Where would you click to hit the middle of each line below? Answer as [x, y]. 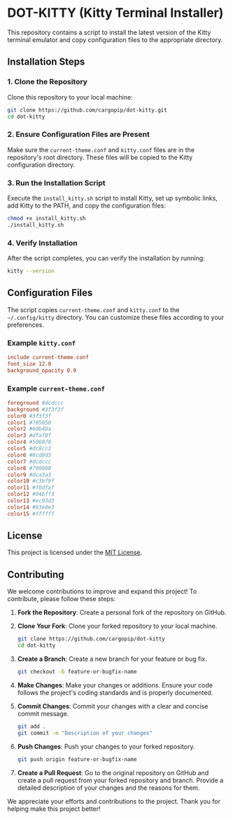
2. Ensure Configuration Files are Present [79, 135]
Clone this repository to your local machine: [70, 97]
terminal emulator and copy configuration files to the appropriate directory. [115, 39]
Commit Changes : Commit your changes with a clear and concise [113, 706]
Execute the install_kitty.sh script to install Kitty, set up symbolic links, [113, 198]
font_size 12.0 [29, 364]
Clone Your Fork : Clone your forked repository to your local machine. [117, 626]
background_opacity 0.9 [42, 370]
